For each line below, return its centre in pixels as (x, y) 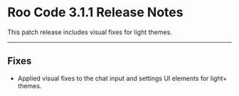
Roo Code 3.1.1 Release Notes (95, 12)
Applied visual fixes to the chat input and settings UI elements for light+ (122, 78)
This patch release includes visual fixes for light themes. (90, 32)
